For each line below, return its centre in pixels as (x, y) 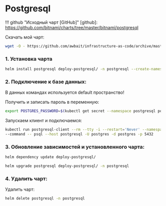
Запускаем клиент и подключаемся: (44, 121)
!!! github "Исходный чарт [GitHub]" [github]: (51, 22)
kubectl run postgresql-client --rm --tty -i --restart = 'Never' (73, 130)
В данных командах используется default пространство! (65, 92)
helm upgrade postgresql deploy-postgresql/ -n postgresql (67, 166)
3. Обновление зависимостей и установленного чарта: (75, 147)
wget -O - (15, 46)
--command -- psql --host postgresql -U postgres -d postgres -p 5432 (79, 134)
